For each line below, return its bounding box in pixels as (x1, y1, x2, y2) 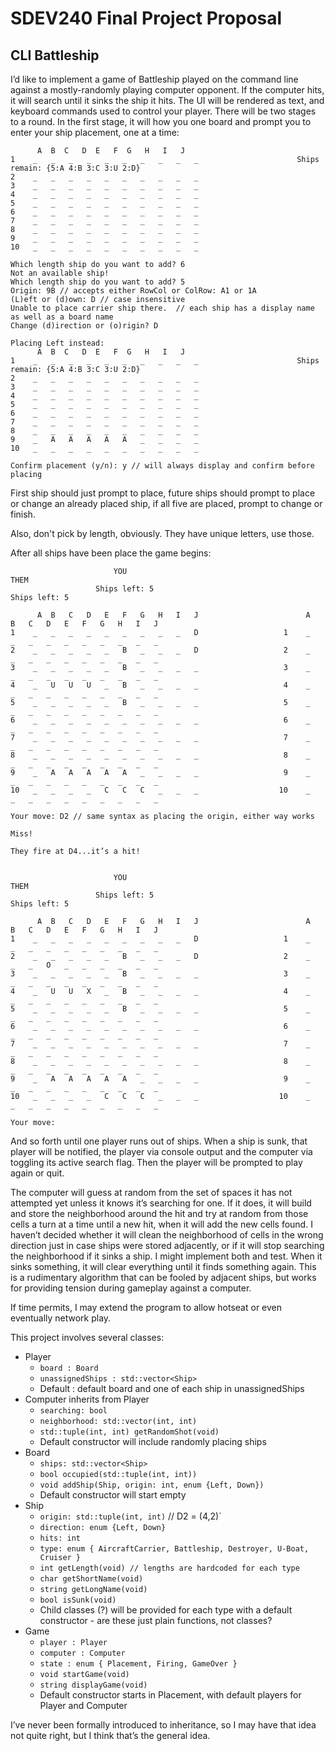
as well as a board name (10, 312, 114, 322)
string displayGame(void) (39, 1680, 148, 1690)
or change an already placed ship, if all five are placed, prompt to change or (10, 498, 323, 509)
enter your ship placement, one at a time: (10, 127, 180, 138)
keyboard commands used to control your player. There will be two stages (10, 105, 317, 117)
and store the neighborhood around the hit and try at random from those (10, 1208, 309, 1219)
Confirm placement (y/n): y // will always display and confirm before (10, 461, 315, 471)
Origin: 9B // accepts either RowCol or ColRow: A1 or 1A (10, 286, 257, 296)
